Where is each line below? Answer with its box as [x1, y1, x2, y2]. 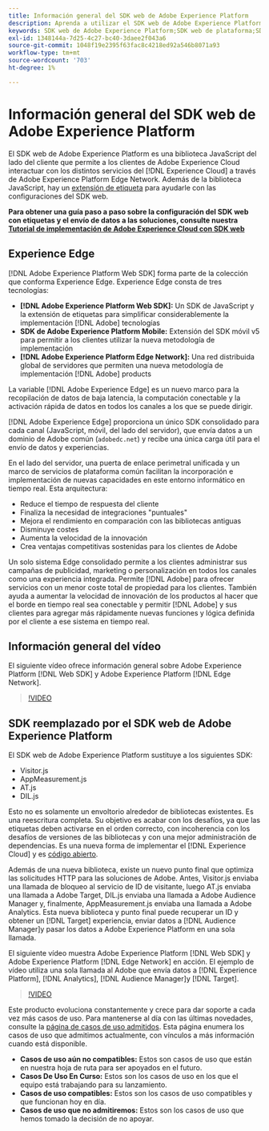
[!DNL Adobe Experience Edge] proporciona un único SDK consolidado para [8, 417, 259, 427]
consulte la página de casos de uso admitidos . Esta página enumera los [8, 1022, 245, 1032]
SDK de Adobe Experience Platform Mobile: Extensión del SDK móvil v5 [19, 326, 260, 336]
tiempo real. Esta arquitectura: [8, 483, 108, 493]
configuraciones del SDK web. [8, 191, 109, 201]
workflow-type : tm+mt [8, 49, 81, 57]
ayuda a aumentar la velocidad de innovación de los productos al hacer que [8, 591, 259, 600]
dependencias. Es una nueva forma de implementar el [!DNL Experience [8, 841, 247, 851]
